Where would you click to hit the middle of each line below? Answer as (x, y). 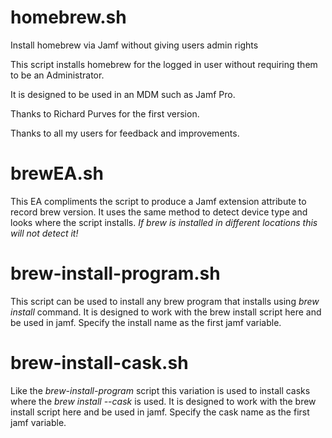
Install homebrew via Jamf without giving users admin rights (134, 45)
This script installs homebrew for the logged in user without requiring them (164, 64)
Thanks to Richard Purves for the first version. (105, 113)
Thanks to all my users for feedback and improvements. (125, 133)
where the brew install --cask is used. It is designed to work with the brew (163, 401)
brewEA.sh (57, 173)
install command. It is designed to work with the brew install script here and (166, 312)
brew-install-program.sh (115, 273)
